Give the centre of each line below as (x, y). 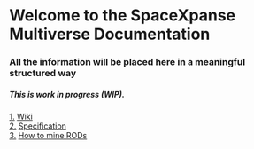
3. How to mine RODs (48, 136)
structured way (43, 74)
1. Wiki (21, 117)
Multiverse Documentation (110, 34)
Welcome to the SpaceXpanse (123, 16)
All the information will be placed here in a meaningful (127, 62)
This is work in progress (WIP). (67, 94)
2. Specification (38, 126)
